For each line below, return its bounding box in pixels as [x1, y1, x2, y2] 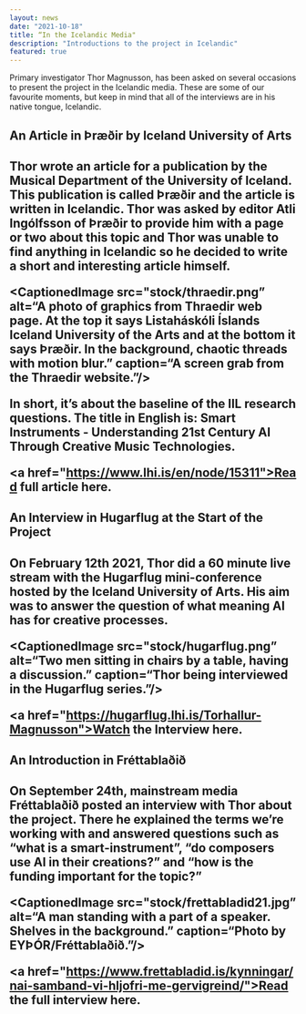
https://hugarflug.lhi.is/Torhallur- [66, 707, 262, 722]
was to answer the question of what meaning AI [9, 598, 285, 613]
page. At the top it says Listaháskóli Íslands [9, 312, 260, 328]
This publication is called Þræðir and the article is [9, 187, 296, 202]
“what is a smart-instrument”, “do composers [9, 840, 275, 856]
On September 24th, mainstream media [9, 784, 239, 799]
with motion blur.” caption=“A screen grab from [9, 355, 285, 371]
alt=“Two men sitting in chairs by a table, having [9, 652, 290, 668]
